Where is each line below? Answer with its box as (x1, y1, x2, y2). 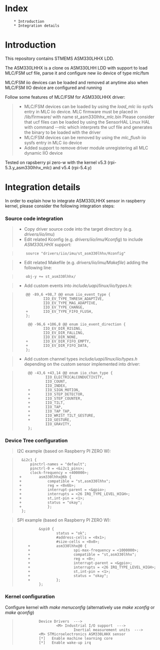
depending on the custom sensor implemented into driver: (24, 361, 141, 367)
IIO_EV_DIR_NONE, (43, 335, 79, 340)
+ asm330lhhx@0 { (28, 543, 87, 549)
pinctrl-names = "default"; (30, 462, 87, 467)
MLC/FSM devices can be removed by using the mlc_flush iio (24, 134, 146, 140)
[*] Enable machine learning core (38, 636, 113, 641)
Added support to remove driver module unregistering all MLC (24, 144, 148, 151)
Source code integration (5, 215, 64, 222)
